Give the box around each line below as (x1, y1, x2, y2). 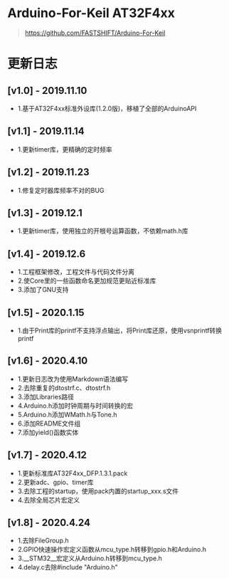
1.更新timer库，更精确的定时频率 (17, 144, 112, 154)
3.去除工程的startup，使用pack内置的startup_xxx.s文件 (17, 486, 179, 495)
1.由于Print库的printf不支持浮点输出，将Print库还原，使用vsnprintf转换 (17, 326, 223, 335)
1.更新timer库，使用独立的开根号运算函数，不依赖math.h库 (17, 226, 188, 236)
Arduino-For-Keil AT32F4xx (7, 5, 176, 21)
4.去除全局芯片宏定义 (17, 495, 80, 504)
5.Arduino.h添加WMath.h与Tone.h (17, 410, 117, 419)
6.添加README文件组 (17, 419, 81, 428)
